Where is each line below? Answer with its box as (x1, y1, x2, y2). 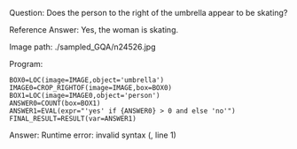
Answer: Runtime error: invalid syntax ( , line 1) (9, 130, 177, 140)
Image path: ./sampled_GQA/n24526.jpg (9, 41, 157, 52)
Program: (9, 59, 43, 69)
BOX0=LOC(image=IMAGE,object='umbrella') (9, 76, 165, 85)
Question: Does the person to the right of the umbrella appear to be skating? (9, 8, 288, 18)
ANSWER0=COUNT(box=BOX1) (9, 99, 101, 108)
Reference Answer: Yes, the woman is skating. (9, 25, 179, 34)
